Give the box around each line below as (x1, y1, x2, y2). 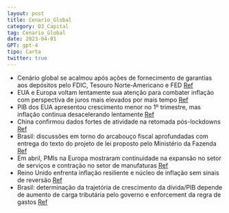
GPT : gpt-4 (7, 42, 38, 49)
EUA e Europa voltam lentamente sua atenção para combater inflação (16, 88, 215, 96)
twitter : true (7, 55, 48, 62)
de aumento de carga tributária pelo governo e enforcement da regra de (16, 190, 221, 199)
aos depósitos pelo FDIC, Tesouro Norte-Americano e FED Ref (16, 80, 193, 89)
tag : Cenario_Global (7, 29, 67, 36)
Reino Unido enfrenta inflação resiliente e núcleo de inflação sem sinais (16, 168, 219, 177)
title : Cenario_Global (7, 16, 72, 23)
